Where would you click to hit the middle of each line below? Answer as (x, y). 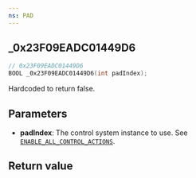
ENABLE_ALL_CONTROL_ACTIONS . (67, 141)
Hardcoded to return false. (52, 89)
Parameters (38, 113)
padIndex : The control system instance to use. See (104, 133)
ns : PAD (21, 15)
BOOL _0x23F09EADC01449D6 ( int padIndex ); (78, 74)
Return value (41, 166)
